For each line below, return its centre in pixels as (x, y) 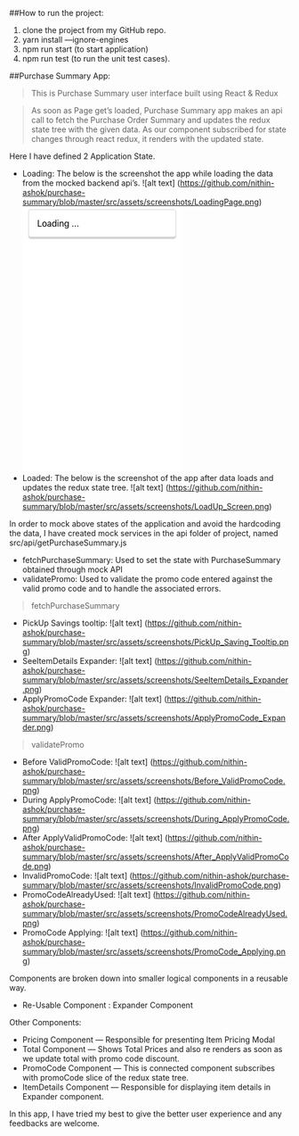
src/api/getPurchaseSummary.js (68, 543)
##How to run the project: (57, 13)
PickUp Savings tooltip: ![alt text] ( (85, 623)
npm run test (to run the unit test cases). (96, 58)
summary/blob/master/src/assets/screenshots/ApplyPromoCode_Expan (154, 718)
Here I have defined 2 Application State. (82, 156)
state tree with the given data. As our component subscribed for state (158, 129)
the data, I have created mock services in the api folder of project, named (144, 533)
